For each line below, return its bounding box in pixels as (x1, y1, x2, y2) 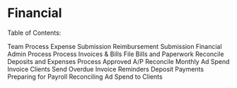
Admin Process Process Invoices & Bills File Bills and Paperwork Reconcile (7, 50, 224, 58)
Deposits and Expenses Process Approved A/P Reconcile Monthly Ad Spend (7, 57, 230, 65)
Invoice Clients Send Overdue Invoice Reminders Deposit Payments (7, 65, 204, 73)
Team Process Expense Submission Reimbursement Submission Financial (7, 42, 222, 50)
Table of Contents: (7, 28, 62, 37)
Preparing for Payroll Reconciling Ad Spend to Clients (7, 72, 163, 81)
